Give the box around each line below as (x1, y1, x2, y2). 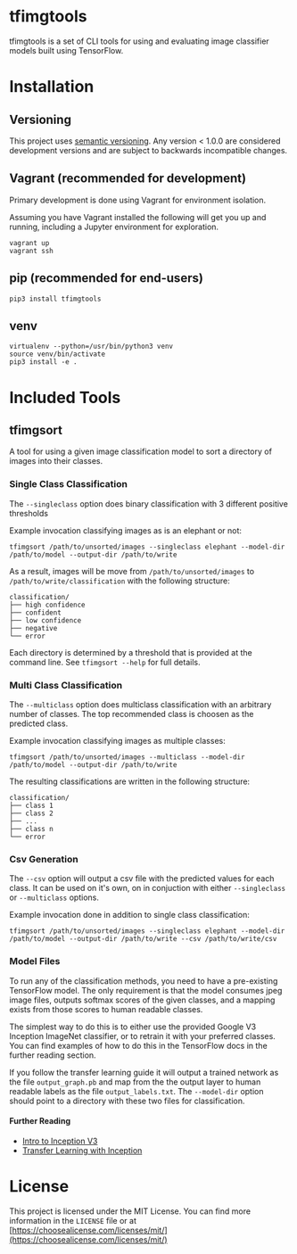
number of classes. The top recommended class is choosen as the (9, 708, 254, 719)
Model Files (9, 955, 61, 968)
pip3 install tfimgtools (9, 294, 102, 303)
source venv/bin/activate (9, 350, 105, 359)
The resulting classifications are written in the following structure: (9, 776, 251, 787)
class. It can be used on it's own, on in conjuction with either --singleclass (9, 883, 286, 894)
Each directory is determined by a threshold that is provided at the (9, 647, 252, 657)
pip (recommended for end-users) (9, 270, 203, 286)
